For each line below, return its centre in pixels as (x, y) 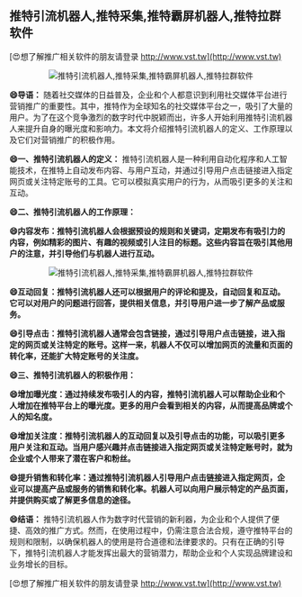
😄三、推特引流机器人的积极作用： (73, 375)
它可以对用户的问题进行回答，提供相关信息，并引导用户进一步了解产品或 (143, 303)
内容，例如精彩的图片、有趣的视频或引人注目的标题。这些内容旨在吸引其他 (147, 242)
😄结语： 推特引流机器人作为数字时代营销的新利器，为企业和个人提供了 (141, 519)
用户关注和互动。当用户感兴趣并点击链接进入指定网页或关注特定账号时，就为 (151, 447)
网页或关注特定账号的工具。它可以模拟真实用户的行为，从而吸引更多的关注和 (151, 181)
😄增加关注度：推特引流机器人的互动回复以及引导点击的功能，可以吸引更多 (147, 436)
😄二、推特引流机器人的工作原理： (73, 212)
